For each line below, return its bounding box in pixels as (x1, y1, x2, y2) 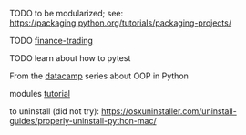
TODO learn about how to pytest (9, 53, 131, 63)
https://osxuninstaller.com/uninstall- (101, 106, 237, 117)
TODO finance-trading (9, 36, 94, 46)
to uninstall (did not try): (9, 106, 100, 117)
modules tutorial (9, 88, 71, 99)
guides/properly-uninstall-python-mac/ (9, 116, 157, 126)
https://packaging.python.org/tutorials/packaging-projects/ (9, 17, 232, 28)
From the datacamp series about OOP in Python (9, 70, 190, 81)
